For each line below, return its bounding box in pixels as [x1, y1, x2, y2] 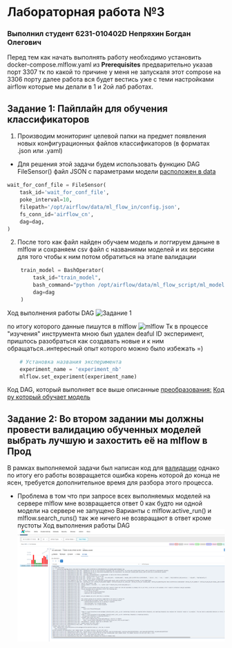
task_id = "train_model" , [32, 274, 101, 281]
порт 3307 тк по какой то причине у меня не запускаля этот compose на [7, 68, 221, 76]
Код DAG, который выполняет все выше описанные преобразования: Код [7, 386, 224, 394]
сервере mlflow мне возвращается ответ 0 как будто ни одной [17, 499, 202, 507]
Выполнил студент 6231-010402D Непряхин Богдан [7, 29, 191, 39]
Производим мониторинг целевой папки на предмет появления [17, 132, 206, 141]
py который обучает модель [7, 393, 91, 402]
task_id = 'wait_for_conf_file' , [19, 189, 110, 196]
